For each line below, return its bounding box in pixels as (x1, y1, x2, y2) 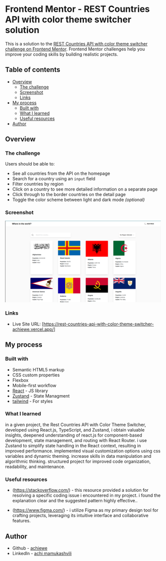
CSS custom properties (12, 372, 60, 378)
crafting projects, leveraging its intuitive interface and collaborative (12, 513, 149, 519)
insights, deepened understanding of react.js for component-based (5, 432, 142, 438)
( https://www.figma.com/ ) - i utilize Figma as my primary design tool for (12, 507, 159, 513)
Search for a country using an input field (12, 176, 95, 182)
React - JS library (12, 388, 48, 394)
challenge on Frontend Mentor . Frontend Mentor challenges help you (5, 46, 145, 52)
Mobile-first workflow (12, 382, 57, 388)
